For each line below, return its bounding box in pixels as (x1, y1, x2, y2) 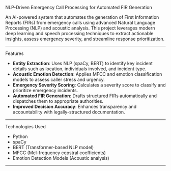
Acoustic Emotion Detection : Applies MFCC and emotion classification (12, 71, 162, 77)
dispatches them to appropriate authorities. (12, 98, 103, 104)
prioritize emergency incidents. (12, 88, 78, 93)
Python (12, 133, 28, 139)
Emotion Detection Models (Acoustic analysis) (12, 155, 109, 161)
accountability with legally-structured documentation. (12, 109, 125, 115)
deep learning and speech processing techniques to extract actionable (5, 31, 154, 36)
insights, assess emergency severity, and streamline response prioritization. (5, 36, 165, 42)
